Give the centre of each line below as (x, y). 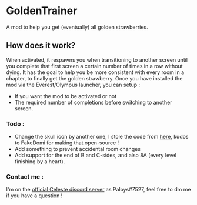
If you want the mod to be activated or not (66, 96)
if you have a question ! (34, 196)
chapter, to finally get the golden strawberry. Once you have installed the (94, 78)
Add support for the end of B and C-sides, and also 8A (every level (96, 155)
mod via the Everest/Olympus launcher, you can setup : (73, 85)
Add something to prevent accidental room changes (78, 149)
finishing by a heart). (40, 162)
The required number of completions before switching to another (93, 102)
